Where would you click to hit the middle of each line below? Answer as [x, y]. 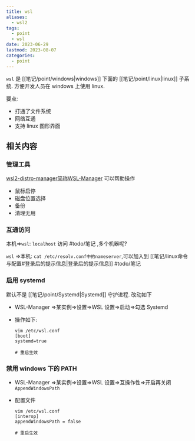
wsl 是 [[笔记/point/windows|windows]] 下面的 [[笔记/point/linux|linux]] [92, 79]
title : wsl [19, 12]
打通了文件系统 [33, 111]
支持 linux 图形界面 [37, 126]
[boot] [23, 336]
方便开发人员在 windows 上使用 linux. [59, 86]
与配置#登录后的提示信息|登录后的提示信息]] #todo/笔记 [74, 264]
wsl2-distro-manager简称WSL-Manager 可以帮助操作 [71, 178]
